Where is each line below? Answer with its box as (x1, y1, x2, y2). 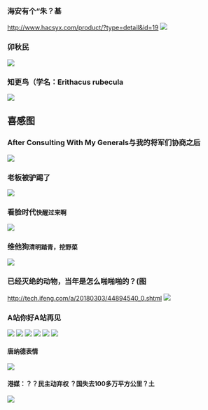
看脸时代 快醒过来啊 (7, 207, 67, 217)
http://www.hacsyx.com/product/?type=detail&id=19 (7, 23, 159, 32)
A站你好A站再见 (7, 313, 62, 322)
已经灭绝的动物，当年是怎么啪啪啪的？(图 (7, 277, 146, 287)
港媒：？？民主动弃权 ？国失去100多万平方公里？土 (7, 379, 155, 388)
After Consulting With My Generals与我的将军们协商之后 (7, 138, 201, 148)
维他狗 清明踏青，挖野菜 (7, 242, 78, 252)
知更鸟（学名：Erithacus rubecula (7, 77, 124, 87)
